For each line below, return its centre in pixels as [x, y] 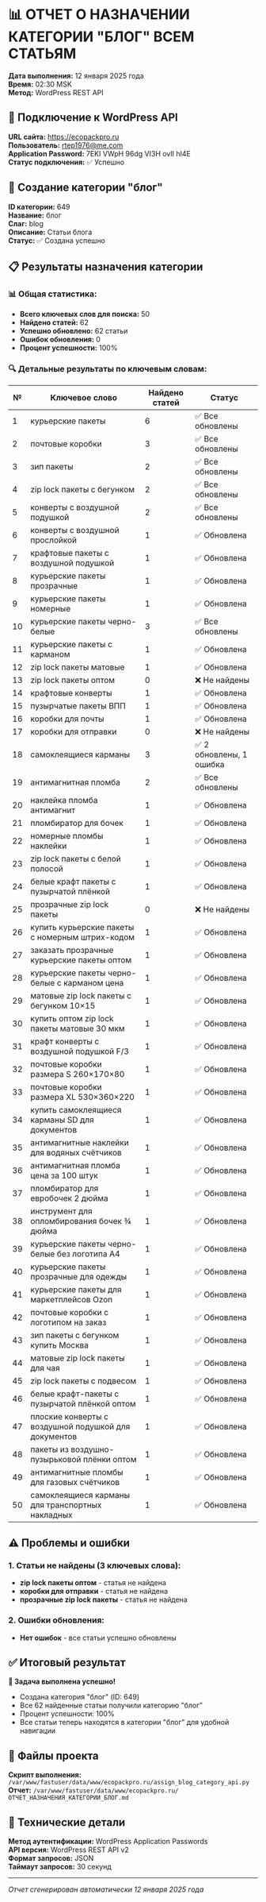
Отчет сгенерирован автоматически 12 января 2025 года [106, 1889]
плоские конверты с [70, 1416]
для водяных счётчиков [76, 1152]
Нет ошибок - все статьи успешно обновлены [98, 1638]
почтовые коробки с [70, 1312]
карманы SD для [62, 1120]
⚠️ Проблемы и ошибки [69, 1543]
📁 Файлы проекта [53, 1755]
